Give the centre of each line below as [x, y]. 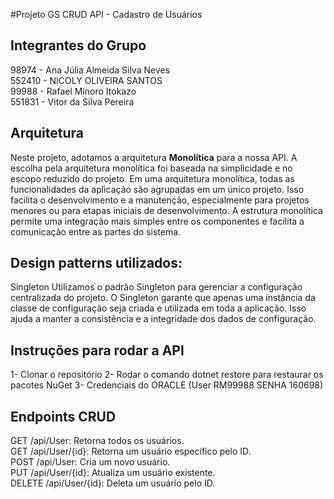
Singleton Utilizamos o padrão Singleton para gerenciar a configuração [156, 287]
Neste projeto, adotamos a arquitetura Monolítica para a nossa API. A [154, 157]
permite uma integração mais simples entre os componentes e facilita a [157, 221]
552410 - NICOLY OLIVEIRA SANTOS [86, 80]
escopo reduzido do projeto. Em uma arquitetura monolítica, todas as [152, 178]
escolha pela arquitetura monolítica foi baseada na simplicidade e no [151, 168]
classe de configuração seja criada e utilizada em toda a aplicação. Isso [158, 308]
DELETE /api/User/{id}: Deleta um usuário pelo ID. [113, 483]
